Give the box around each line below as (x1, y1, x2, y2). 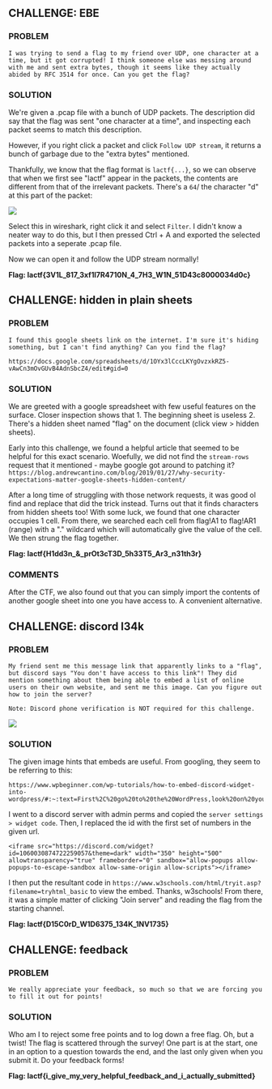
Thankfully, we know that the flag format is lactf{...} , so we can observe (8, 164, 257, 174)
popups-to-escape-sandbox (8, 864, 96, 872)
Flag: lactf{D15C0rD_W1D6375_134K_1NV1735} (8, 919, 169, 929)
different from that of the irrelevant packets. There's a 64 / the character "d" (8, 181, 259, 191)
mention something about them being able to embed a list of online (8, 676, 244, 684)
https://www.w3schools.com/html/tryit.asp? (112, 879, 261, 887)
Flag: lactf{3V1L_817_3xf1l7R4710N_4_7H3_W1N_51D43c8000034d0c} (8, 270, 251, 279)
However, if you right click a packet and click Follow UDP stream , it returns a (8, 140, 261, 150)
